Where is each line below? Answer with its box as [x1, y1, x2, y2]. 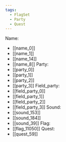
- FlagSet [9, 12, 30, 17]
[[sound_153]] [12, 110, 41, 116]
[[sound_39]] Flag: [12, 120, 51, 126]
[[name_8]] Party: [12, 61, 49, 67]
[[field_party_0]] [12, 88, 46, 94]
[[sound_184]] [12, 115, 41, 121]
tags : [5, 7, 16, 13]
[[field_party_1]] [12, 93, 44, 100]
